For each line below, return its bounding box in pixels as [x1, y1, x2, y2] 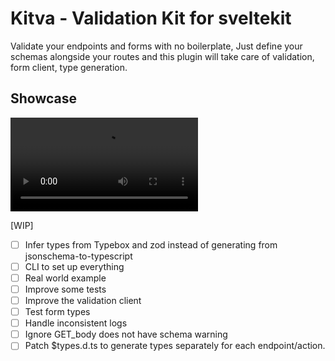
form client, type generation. [10, 61, 128, 73]
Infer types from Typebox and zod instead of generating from [24, 238, 278, 251]
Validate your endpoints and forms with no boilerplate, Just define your [10, 40, 303, 52]
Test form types [24, 306, 91, 318]
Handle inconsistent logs [24, 317, 128, 329]
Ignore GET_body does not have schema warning [24, 328, 228, 341]
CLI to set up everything [24, 260, 125, 272]
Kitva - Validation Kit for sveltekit [10, 7, 292, 30]
